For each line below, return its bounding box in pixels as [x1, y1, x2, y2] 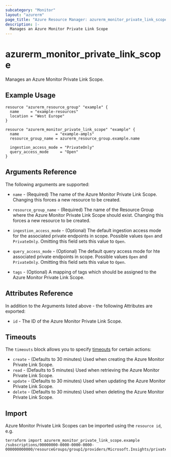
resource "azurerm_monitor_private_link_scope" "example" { [5, 127, 136, 132]
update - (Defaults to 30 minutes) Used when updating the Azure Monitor [12, 378, 166, 384]
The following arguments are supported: [5, 181, 90, 187]
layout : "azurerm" [5, 12, 44, 17]
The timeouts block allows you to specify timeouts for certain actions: [5, 346, 152, 353]
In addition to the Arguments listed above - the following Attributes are [5, 303, 153, 309]
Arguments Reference [5, 168, 77, 176]
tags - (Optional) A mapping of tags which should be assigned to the [12, 269, 157, 275]
